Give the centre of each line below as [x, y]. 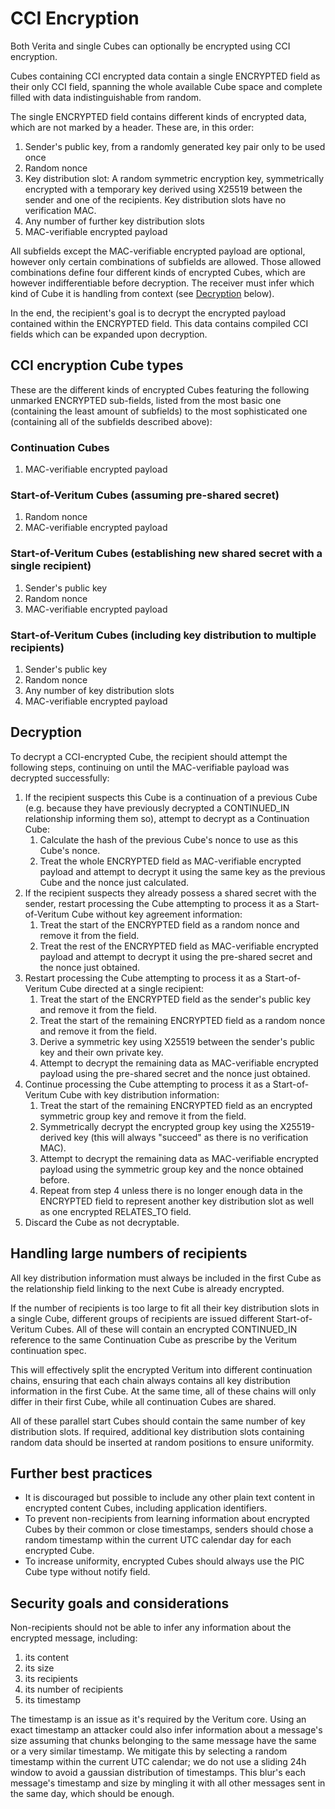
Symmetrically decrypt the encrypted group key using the [158, 1126]
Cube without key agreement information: [157, 914]
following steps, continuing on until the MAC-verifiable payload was [150, 767]
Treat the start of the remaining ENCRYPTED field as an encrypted [176, 1105]
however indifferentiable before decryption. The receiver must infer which [162, 283]
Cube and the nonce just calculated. [114, 882]
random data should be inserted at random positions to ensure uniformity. [162, 1442]
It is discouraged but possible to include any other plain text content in [169, 1498]
